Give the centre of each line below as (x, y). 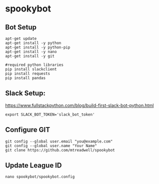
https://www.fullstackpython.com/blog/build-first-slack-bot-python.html (79, 105)
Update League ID (33, 165)
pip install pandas (25, 78)
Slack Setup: (25, 93)
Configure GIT (28, 130)
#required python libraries (34, 65)
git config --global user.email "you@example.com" (59, 141)
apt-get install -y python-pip (38, 47)
